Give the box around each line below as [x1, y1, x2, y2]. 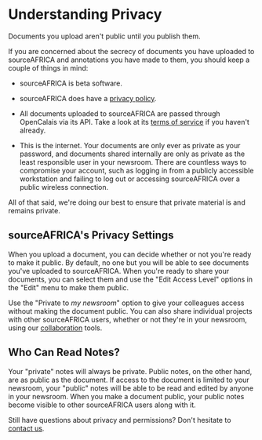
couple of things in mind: [8, 63, 89, 72]
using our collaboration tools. [8, 323, 103, 333]
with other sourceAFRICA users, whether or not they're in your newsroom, [8, 315, 247, 324]
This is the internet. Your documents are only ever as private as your [19, 140, 241, 150]
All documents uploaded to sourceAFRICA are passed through [19, 108, 221, 118]
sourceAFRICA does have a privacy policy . [19, 93, 157, 103]
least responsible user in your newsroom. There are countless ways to [19, 157, 247, 166]
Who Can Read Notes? [8, 346, 120, 359]
